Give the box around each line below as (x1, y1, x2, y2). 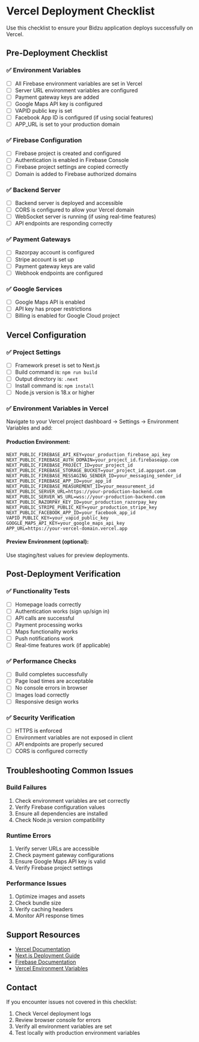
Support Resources (6, 929, 81, 940)
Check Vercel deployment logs (14, 1010, 91, 1017)
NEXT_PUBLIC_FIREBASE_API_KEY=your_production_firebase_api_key (6, 451, 171, 457)
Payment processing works (14, 621, 83, 628)
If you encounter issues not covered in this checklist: (6, 999, 137, 1006)
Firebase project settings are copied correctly (14, 163, 129, 171)
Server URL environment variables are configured (14, 86, 138, 94)
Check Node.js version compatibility (14, 816, 105, 823)
